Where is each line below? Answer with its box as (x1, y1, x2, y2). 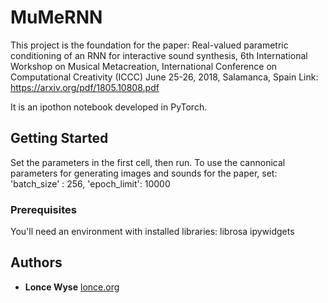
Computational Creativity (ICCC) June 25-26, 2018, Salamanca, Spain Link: (10, 71, 319, 83)
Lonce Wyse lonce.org (24, 281, 120, 293)
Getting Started (10, 130, 109, 147)
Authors (10, 254, 63, 271)
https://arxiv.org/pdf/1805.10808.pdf (10, 81, 160, 93)
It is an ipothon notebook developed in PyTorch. (10, 101, 208, 113)
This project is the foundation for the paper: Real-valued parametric (10, 39, 289, 51)
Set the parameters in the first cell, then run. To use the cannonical (10, 156, 286, 168)
